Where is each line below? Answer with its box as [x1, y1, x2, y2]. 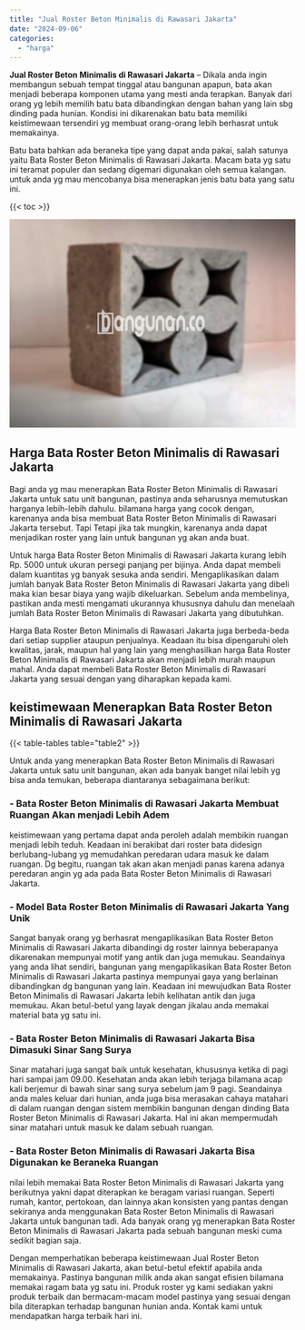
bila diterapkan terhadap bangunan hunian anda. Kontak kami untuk [9, 1300, 263, 1312]
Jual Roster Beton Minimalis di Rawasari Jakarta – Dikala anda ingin [9, 69, 268, 81]
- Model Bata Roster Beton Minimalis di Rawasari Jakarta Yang [9, 900, 290, 913]
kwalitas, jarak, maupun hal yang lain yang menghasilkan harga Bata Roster [9, 644, 291, 655]
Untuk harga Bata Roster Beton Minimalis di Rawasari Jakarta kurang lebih [9, 550, 287, 561]
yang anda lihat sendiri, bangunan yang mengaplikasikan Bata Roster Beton [9, 961, 292, 972]
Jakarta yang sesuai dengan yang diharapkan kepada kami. [9, 673, 232, 684]
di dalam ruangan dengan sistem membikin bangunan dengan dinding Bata [9, 1103, 290, 1114]
